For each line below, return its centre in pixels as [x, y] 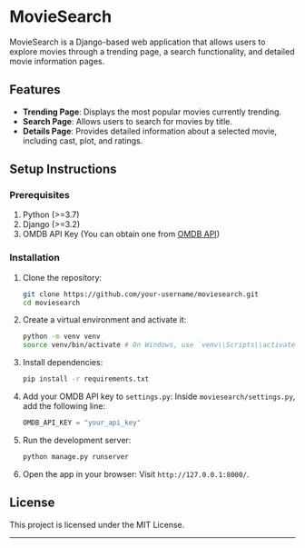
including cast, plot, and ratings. [83, 140]
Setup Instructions [63, 169]
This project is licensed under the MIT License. [97, 524]
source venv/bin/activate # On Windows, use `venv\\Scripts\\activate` [161, 345]
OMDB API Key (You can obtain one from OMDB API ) [121, 234]
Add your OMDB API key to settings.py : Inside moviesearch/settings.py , [159, 396]
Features [35, 90]
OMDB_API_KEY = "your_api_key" [82, 423]
